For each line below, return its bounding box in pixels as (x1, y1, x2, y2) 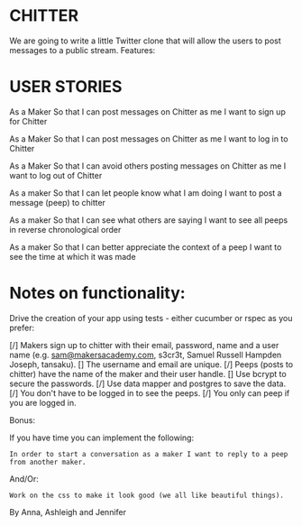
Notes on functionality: (9, 283, 187, 303)
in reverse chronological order (9, 224, 122, 235)
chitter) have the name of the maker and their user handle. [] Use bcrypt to (9, 368, 287, 379)
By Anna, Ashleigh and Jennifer (9, 506, 127, 517)
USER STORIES (9, 77, 123, 97)
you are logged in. (9, 397, 77, 408)
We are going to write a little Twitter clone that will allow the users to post (9, 35, 281, 46)
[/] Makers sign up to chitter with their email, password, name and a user (9, 339, 279, 350)
